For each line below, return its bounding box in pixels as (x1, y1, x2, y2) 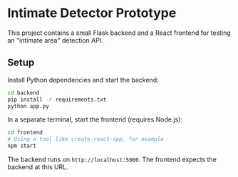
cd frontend (7, 129, 43, 136)
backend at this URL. (7, 163, 69, 171)
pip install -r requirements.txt (7, 96, 107, 103)
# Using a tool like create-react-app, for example (7, 136, 164, 143)
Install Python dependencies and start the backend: (7, 75, 159, 84)
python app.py (7, 102, 50, 109)
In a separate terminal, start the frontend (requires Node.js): (7, 115, 183, 124)
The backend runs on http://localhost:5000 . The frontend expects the (7, 155, 217, 163)
